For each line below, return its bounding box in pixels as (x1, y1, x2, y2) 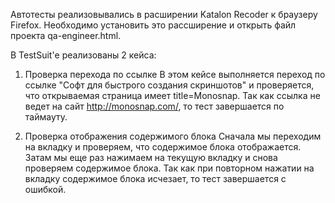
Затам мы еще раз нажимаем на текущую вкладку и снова (24, 152, 278, 163)
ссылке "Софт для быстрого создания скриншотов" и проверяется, (24, 79, 315, 91)
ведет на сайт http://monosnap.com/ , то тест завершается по (24, 100, 285, 112)
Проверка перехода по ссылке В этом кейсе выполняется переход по (24, 69, 326, 80)
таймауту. (24, 111, 68, 123)
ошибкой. (24, 184, 67, 195)
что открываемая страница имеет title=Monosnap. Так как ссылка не (24, 90, 321, 101)
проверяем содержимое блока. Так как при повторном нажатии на (24, 162, 315, 174)
